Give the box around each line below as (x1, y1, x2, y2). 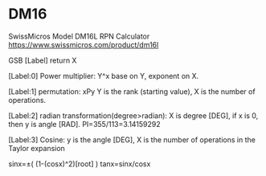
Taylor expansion (8, 143, 66, 153)
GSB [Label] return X (8, 55, 77, 65)
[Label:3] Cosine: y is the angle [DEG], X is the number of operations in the (8, 134, 256, 145)
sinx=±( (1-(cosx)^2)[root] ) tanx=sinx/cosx (8, 158, 151, 169)
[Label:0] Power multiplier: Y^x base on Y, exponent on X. (8, 71, 199, 80)
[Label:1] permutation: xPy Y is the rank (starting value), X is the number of (8, 86, 256, 96)
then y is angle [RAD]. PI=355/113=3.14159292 (8, 119, 161, 129)
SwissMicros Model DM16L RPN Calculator (8, 31, 150, 41)
